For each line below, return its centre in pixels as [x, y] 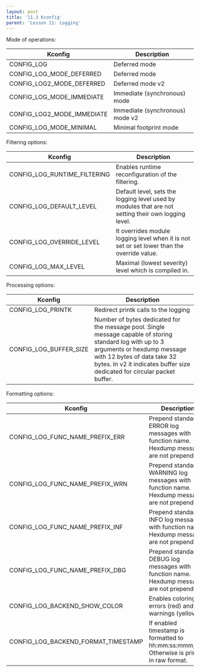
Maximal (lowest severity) [152, 263]
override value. [137, 254]
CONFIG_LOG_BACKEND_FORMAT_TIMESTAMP [76, 642]
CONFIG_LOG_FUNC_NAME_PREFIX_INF [66, 527]
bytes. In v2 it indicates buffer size [142, 364]
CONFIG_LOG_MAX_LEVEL [47, 267]
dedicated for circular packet [135, 371]
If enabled [163, 623]
